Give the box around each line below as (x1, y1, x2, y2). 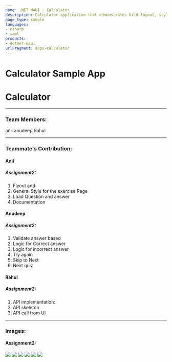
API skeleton (12, 304, 39, 310)
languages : (5, 22, 29, 27)
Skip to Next (12, 257, 39, 263)
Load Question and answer (12, 193, 70, 199)
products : (5, 36, 27, 42)
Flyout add (12, 183, 36, 189)
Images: (5, 327, 26, 334)
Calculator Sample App (5, 68, 106, 79)
